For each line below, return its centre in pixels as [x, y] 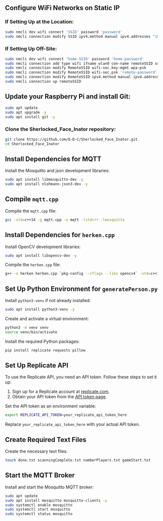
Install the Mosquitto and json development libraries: [57, 171]
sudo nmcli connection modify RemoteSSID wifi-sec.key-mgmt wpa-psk [76, 68]
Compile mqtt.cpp [32, 199]
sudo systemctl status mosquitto [39, 514]
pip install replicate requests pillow [45, 350]
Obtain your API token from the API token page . [59, 397]
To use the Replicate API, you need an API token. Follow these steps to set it [81, 377]
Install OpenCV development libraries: [43, 247]
